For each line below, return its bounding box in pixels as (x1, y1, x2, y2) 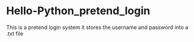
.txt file (6, 30, 24, 37)
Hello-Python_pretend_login (6, 4, 151, 18)
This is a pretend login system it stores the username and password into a (6, 24, 189, 31)
